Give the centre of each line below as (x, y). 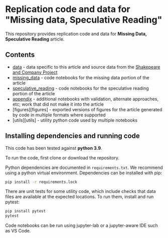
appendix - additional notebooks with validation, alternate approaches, (86, 99)
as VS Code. (18, 231)
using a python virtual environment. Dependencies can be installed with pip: (83, 173)
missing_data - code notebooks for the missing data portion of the (81, 77)
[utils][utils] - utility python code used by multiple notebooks (75, 120)
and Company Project (35, 72)
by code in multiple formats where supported (59, 115)
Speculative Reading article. (35, 39)
